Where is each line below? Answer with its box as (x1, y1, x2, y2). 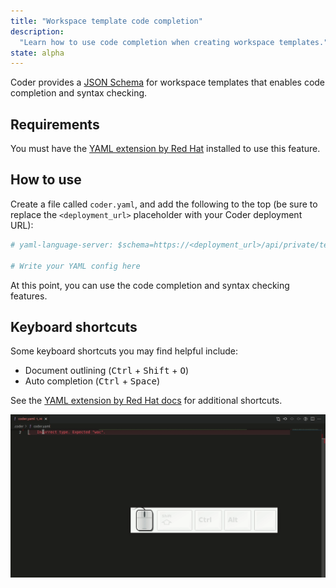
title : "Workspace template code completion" (10, 16, 203, 26)
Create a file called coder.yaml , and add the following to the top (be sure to (10, 198, 318, 210)
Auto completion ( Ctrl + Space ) (24, 375, 161, 387)
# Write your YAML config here (10, 261, 141, 271)
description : (10, 26, 65, 37)
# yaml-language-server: (10, 240, 114, 250)
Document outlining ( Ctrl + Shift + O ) (24, 365, 190, 377)
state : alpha (10, 48, 65, 58)
